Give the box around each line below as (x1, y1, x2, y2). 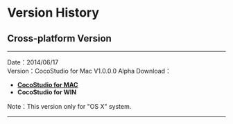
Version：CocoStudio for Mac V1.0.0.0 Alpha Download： (7, 67, 171, 75)
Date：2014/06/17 (7, 58, 59, 67)
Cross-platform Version (7, 33, 112, 44)
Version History (7, 5, 99, 21)
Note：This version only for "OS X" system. (7, 103, 132, 110)
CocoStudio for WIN (17, 88, 77, 96)
